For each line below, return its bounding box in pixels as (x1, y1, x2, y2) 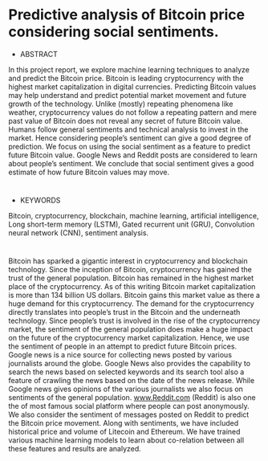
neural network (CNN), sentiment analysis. (8, 228, 149, 238)
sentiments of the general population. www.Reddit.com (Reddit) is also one (8, 393, 256, 402)
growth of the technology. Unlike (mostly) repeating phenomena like (8, 99, 233, 108)
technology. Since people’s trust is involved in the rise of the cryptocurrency (8, 316, 261, 326)
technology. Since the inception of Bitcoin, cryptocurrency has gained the (8, 265, 253, 275)
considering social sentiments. (8, 22, 219, 41)
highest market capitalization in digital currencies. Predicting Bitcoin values (8, 82, 257, 92)
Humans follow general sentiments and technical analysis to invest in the (8, 124, 249, 134)
